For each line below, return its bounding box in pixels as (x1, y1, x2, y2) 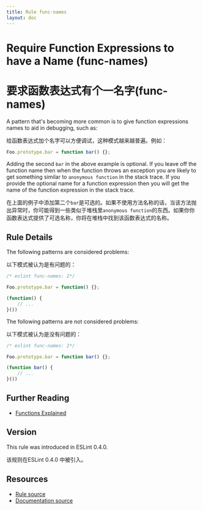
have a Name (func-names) (6, 54, 149, 68)
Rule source (15, 490, 46, 498)
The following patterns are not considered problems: (6, 318, 139, 325)
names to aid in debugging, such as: (6, 124, 98, 132)
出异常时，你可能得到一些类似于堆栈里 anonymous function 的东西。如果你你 (6, 206, 195, 214)
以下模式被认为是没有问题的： (6, 330, 81, 337)
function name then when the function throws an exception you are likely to (6, 167, 197, 174)
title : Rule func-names (6, 9, 67, 15)
